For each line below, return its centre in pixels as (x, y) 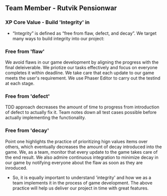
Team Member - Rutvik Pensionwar (61, 8)
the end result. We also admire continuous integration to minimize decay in (82, 157)
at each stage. (20, 83)
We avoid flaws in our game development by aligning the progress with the (82, 62)
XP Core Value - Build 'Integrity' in (47, 22)
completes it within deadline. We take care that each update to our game (80, 73)
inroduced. (16, 168)
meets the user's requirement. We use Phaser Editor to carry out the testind (83, 78)
